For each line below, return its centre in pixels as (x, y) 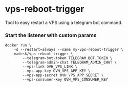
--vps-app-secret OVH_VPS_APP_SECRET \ (63, 75)
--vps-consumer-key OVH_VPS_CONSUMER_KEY (65, 80)
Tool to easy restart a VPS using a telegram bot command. (64, 22)
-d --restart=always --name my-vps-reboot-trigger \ (69, 50)
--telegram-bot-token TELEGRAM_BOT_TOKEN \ (67, 58)
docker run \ (18, 45)
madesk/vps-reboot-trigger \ (43, 54)
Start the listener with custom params (51, 35)
